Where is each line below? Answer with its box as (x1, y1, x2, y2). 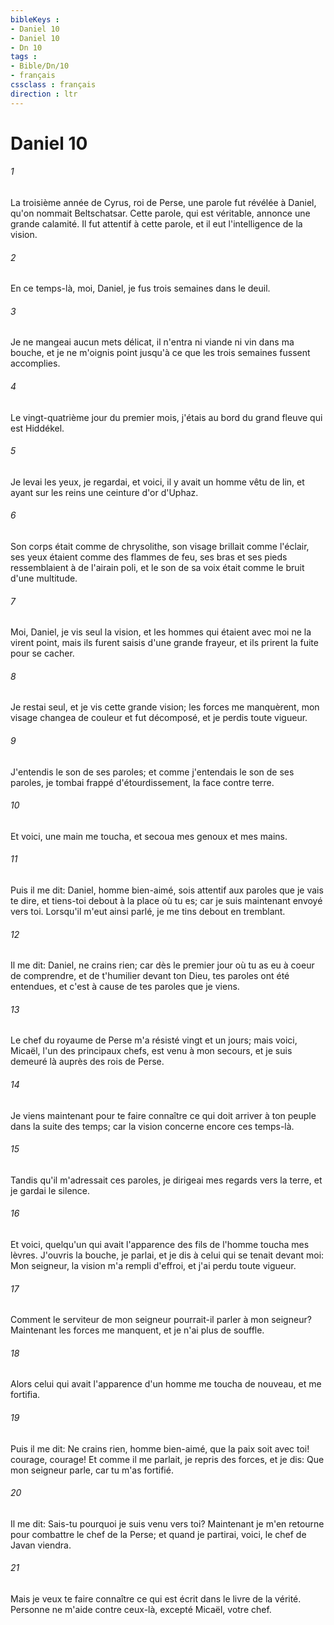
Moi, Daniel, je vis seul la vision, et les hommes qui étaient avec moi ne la (10, 626, 312, 638)
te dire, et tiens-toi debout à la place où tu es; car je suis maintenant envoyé (10, 895, 323, 907)
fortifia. (10, 1389, 41, 1401)
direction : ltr (10, 89, 78, 99)
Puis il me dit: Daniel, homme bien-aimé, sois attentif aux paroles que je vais (10, 884, 324, 896)
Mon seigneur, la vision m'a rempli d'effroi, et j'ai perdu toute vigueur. (10, 1260, 297, 1272)
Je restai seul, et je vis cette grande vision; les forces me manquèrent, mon (10, 701, 320, 713)
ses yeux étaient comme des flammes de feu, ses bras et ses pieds (10, 551, 288, 563)
